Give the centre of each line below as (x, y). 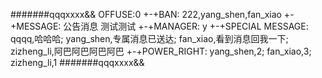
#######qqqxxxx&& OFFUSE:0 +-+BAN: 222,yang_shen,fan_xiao (146, 14)
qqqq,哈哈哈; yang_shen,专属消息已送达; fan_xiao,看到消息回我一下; (149, 38)
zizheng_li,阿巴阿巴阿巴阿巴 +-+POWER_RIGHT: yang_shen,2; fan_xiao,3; (161, 51)
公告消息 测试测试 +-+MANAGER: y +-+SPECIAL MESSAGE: (186, 26)
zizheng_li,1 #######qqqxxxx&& (77, 62)
